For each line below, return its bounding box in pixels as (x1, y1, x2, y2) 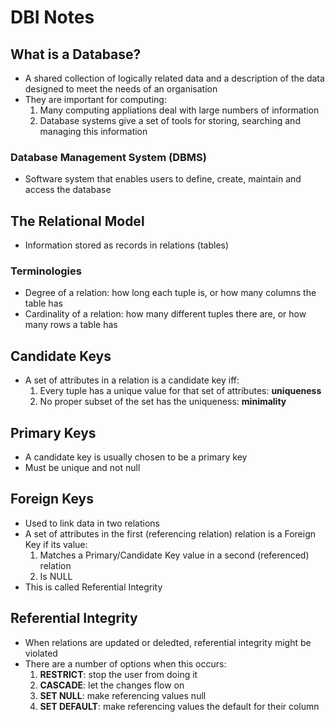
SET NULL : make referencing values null (39, 689, 207, 701)
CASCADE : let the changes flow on (39, 679, 185, 691)
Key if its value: (24, 538, 88, 550)
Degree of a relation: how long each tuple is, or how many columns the (24, 287, 317, 299)
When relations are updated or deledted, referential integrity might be (24, 636, 312, 648)
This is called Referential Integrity (24, 581, 163, 593)
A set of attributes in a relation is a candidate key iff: (24, 374, 240, 386)
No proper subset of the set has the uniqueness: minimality (39, 396, 287, 408)
